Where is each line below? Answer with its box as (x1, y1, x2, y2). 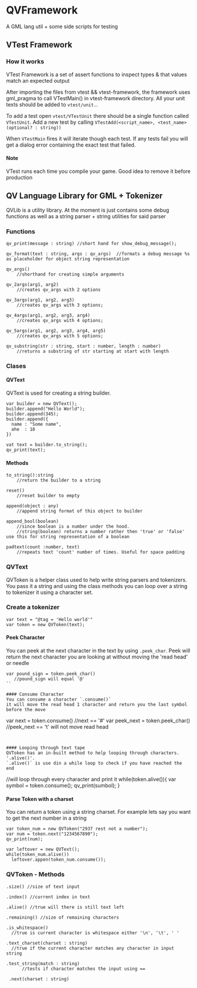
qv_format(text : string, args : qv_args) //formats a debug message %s (6, 250, 191, 257)
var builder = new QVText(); (6, 401, 77, 407)
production (6, 174, 33, 181)
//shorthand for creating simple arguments (16, 271, 125, 277)
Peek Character (6, 634, 45, 641)
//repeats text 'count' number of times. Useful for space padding (16, 549, 185, 555)
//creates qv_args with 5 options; (16, 332, 104, 339)
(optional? (6, 124, 33, 131)
